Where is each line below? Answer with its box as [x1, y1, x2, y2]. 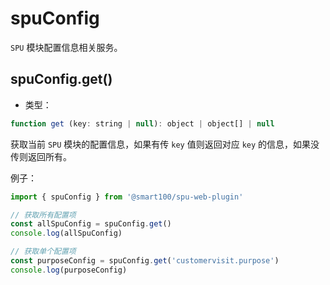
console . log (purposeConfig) [10, 265, 128, 275]
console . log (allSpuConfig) [10, 228, 123, 239]
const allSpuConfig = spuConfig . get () [10, 219, 172, 229]
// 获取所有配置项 [10, 210, 77, 220]
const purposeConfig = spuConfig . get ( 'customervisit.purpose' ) [10, 256, 280, 266]
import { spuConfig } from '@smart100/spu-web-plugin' [10, 192, 244, 202]
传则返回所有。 [10, 150, 72, 162]
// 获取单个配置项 [10, 247, 77, 257]
